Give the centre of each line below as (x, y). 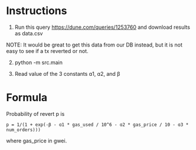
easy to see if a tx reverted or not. (47, 51)
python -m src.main (39, 62)
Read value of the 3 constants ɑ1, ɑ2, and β (67, 74)
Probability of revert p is (35, 114)
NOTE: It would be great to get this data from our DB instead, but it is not (94, 45)
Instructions (37, 11)
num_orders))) (24, 130)
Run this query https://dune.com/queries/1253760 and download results (102, 27)
